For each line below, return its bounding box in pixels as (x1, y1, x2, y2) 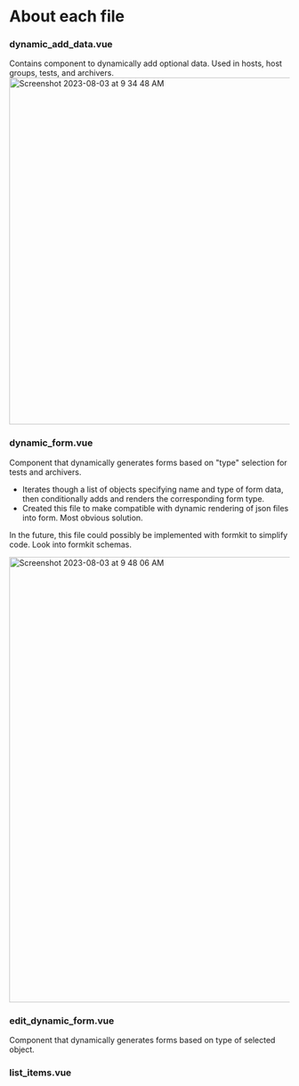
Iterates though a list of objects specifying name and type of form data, (21, 484, 284, 494)
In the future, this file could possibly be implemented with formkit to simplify (9, 529, 288, 540)
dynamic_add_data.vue (9, 38, 113, 51)
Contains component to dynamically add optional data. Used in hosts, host (9, 58, 283, 69)
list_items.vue (9, 1066, 72, 1079)
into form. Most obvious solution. (21, 512, 144, 523)
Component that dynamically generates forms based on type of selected (9, 1035, 276, 1046)
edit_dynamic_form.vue (9, 1014, 115, 1026)
